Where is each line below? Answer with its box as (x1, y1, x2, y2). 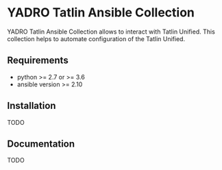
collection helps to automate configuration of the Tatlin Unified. (7, 34, 186, 42)
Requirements (7, 55, 69, 66)
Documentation (7, 138, 75, 149)
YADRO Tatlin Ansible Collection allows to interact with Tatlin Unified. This (7, 27, 216, 36)
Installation (7, 100, 56, 112)
